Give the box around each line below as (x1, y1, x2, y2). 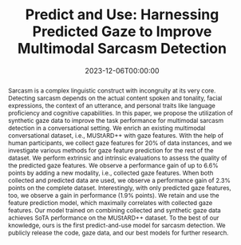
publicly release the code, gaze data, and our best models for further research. (7, 228, 229, 237)
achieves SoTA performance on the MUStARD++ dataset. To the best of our (7, 213, 219, 222)
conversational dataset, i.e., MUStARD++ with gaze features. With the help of (7, 131, 224, 140)
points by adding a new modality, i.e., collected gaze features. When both (7, 168, 214, 177)
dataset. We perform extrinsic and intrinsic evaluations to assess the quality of (7, 153, 227, 162)
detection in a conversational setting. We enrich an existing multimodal (7, 124, 206, 132)
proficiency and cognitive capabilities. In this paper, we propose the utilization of (7, 109, 234, 117)
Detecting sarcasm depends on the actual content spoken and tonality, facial (7, 93, 223, 102)
